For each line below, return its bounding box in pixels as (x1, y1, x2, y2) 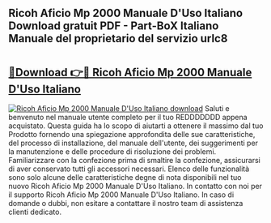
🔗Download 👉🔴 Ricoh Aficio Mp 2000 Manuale (8, 65, 252, 79)
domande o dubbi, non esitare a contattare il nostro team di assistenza (8, 199, 243, 208)
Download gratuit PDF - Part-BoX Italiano (8, 19, 219, 33)
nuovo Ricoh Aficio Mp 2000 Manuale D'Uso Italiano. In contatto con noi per (8, 182, 263, 191)
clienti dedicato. (8, 207, 62, 217)
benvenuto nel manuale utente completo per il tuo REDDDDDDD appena (8, 113, 248, 122)
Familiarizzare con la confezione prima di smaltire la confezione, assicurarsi (8, 156, 260, 165)
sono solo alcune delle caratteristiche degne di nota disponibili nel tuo (8, 173, 242, 182)
